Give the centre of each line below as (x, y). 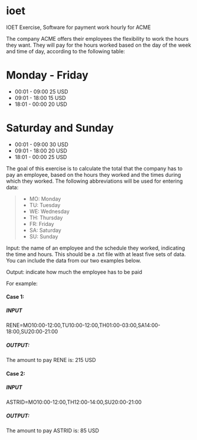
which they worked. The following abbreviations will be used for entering (94, 181)
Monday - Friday (47, 75)
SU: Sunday (44, 236)
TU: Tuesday (45, 205)
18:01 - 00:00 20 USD (41, 104)
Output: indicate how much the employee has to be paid (74, 272)
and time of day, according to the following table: (66, 51)
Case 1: (15, 297)
